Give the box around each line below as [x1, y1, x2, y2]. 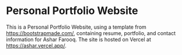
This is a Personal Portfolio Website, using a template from [6, 23, 147, 30]
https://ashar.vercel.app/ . [6, 42, 67, 49]
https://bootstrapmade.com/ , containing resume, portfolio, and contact [6, 29, 176, 36]
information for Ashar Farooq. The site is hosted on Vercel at [6, 36, 152, 43]
